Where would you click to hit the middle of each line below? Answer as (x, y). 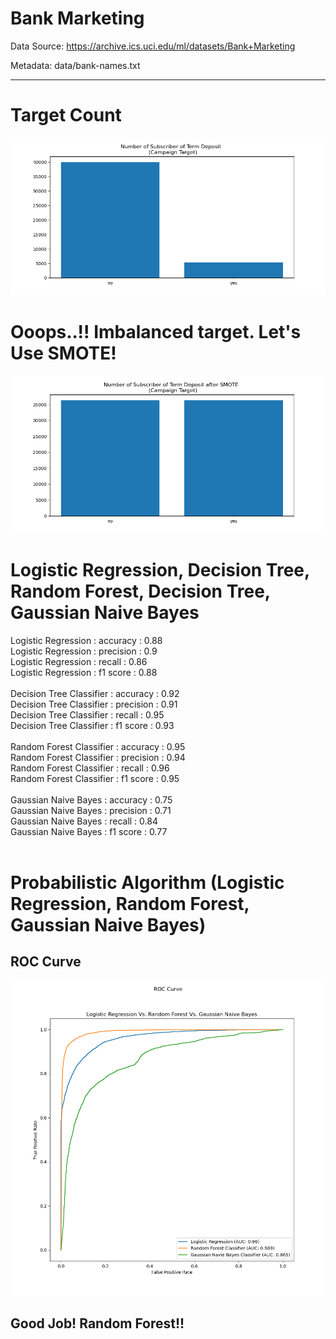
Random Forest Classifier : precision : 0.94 (98, 757)
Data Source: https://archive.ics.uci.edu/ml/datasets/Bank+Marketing (153, 46)
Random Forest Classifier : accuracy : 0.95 (98, 746)
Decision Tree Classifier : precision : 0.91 (94, 704)
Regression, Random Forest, (130, 903)
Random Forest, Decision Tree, (140, 591)
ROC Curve (46, 962)
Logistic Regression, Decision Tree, (160, 570)
